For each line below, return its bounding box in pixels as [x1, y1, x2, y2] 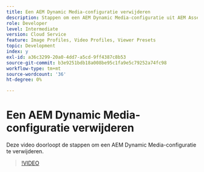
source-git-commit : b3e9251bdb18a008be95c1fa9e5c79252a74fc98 [6, 60, 167, 66]
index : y [6, 49, 29, 55]
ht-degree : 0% [6, 77, 42, 83]
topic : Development [6, 43, 56, 49]
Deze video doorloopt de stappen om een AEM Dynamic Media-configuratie [6, 141, 197, 149]
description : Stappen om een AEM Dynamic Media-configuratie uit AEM [6, 15, 186, 21]
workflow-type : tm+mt [6, 65, 61, 72]
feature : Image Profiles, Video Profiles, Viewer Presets [6, 37, 156, 43]
